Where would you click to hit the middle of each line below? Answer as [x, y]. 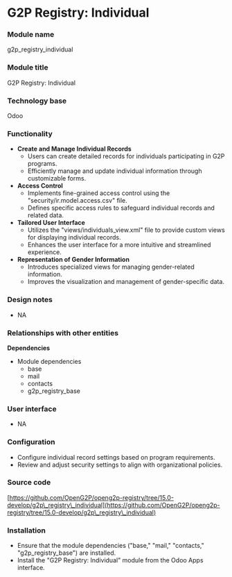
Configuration [31, 442]
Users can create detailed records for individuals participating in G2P [126, 156]
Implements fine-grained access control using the [99, 193]
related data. [46, 215]
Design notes [30, 300]
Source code [29, 483]
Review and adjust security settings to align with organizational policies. [120, 465]
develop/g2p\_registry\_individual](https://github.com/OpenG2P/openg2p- [114, 505]
